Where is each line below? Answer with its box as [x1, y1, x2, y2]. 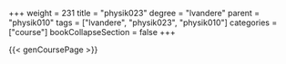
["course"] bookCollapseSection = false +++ [8, 27, 177, 37]
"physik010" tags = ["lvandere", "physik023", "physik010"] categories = [8, 17, 278, 28]
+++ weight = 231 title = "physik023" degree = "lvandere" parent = [8, 8, 260, 18]
